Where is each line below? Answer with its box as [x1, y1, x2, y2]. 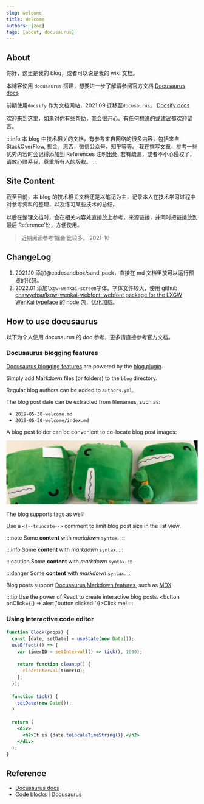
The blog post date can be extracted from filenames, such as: [6, 398, 161, 405]
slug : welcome [6, 10, 42, 16]
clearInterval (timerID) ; [22, 668, 86, 674]
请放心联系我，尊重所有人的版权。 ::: [6, 158, 98, 166]
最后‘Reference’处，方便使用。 [6, 221, 83, 228]
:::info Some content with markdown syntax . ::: [6, 546, 124, 553]
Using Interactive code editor [6, 615, 94, 623]
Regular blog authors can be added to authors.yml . [6, 386, 134, 393]
